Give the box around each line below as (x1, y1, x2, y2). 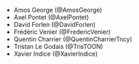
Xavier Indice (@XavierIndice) (13, 50, 98, 58)
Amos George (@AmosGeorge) (13, 6, 103, 14)
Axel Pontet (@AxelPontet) (13, 13, 89, 21)
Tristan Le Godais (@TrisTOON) (13, 43, 103, 50)
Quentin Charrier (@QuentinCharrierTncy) (13, 35, 133, 43)
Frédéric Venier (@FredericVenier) (13, 28, 111, 36)
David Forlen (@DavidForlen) (13, 21, 96, 28)
